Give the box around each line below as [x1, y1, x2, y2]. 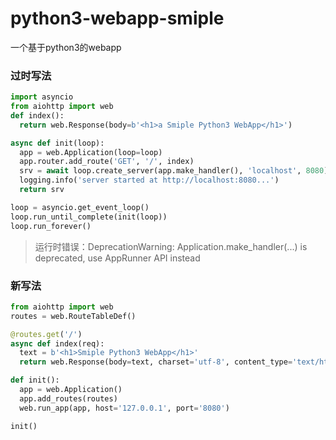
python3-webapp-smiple [10, 7, 225, 30]
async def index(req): [10, 338, 105, 349]
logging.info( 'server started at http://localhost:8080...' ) [19, 175, 280, 186]
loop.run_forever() [10, 221, 92, 231]
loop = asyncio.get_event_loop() [10, 202, 150, 212]
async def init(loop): [10, 138, 105, 148]
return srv [19, 185, 65, 195]
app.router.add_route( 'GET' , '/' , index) [19, 157, 195, 167]
